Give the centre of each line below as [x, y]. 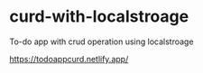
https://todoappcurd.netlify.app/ [69, 59]
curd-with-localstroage [99, 17]
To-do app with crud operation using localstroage [101, 41]
